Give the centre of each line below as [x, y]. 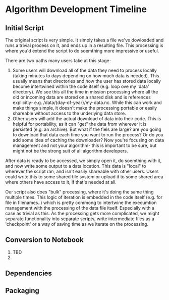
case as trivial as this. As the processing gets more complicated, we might [82, 213]
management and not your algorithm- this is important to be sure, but [84, 145]
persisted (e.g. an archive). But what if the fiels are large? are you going [87, 129]
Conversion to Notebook [45, 240]
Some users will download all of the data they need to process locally [85, 70]
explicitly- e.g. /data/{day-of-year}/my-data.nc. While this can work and [87, 103]
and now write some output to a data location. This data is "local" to [76, 166]
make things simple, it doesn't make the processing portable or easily [85, 108]
